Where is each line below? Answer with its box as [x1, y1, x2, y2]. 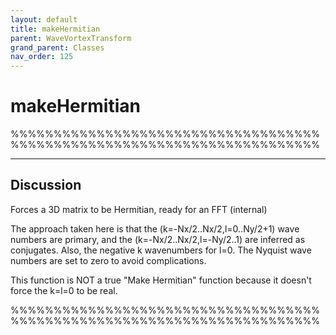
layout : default [10, 14, 78, 25]
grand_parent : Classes [10, 42, 105, 53]
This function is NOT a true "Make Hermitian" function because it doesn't [10, 274, 312, 286]
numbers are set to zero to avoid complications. [10, 254, 207, 266]
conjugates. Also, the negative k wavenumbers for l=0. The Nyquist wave [10, 244, 312, 256]
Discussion [10, 177, 82, 194]
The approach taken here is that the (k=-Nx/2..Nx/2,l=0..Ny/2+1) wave [10, 222, 300, 235]
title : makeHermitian [10, 24, 101, 34]
